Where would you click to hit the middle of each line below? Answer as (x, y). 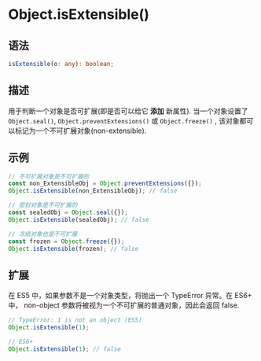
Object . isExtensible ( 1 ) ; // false (65, 349)
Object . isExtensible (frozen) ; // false (74, 249)
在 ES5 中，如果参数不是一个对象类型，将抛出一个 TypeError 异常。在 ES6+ (130, 296)
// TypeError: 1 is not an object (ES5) (75, 320)
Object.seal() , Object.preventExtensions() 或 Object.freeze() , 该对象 (124, 120)
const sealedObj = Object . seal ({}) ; (68, 212)
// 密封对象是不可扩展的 (43, 205)
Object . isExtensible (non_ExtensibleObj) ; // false (93, 191)
